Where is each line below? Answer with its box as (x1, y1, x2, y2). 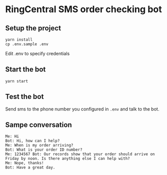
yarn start (5, 79, 28, 84)
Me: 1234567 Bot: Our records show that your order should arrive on (5, 152, 155, 157)
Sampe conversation (5, 121, 72, 129)
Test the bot (5, 92, 44, 101)
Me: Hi (5, 134, 19, 139)
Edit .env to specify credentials (5, 51, 70, 56)
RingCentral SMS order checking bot (5, 4, 162, 15)
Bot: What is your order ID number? (5, 147, 82, 153)
